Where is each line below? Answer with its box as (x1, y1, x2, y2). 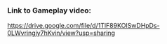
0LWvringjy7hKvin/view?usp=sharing (7, 29, 116, 37)
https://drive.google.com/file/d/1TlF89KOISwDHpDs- (7, 22, 160, 30)
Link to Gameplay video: (7, 6, 91, 15)
